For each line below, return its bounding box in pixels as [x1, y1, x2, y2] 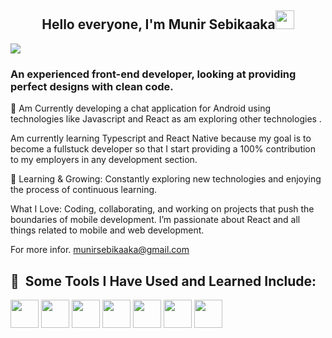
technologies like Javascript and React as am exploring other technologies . [10, 113, 322, 125]
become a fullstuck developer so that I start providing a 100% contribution [10, 143, 317, 155]
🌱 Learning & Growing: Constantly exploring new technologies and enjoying [10, 173, 322, 185]
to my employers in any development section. [10, 154, 198, 166]
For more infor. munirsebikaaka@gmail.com [10, 244, 190, 256]
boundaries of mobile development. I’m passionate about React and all [10, 214, 301, 226]
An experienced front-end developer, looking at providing [10, 67, 297, 81]
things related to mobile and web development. [10, 224, 205, 236]
